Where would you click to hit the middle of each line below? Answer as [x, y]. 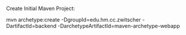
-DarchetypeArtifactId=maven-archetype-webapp [119, 26]
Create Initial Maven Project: [41, 8]
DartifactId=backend [31, 26]
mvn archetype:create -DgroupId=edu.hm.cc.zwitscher [73, 20]
